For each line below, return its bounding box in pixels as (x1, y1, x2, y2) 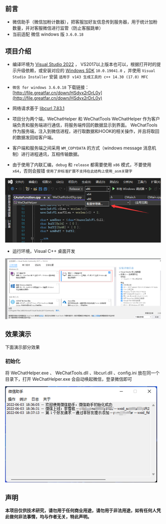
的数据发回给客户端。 (12, 134, 56, 140)
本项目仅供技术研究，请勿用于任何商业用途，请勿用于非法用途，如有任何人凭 (5, 507, 161, 513)
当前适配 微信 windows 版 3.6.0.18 (12, 31, 84, 37)
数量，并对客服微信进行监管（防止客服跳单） (12, 25, 104, 31)
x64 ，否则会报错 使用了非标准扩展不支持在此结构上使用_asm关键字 (12, 168, 132, 174)
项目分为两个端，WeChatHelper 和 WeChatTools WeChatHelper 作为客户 (12, 116, 161, 121)
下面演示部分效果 (5, 344, 40, 350)
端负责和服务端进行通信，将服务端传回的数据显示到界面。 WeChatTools (12, 122, 158, 128)
